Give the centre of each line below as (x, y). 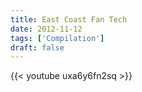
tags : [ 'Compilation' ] (57, 38)
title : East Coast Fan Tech (69, 19)
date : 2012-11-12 (46, 29)
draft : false (37, 47)
